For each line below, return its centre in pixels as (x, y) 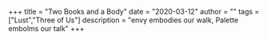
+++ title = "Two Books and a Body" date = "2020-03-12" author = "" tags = (134, 12)
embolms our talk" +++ (47, 28)
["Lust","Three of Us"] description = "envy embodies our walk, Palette (124, 20)
